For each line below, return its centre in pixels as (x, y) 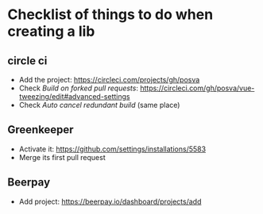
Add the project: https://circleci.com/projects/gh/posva (109, 80)
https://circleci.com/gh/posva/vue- (197, 88)
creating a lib (51, 31)
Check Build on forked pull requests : (79, 88)
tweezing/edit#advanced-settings (74, 96)
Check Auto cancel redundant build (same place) (99, 105)
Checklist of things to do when (110, 15)
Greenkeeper (41, 130)
